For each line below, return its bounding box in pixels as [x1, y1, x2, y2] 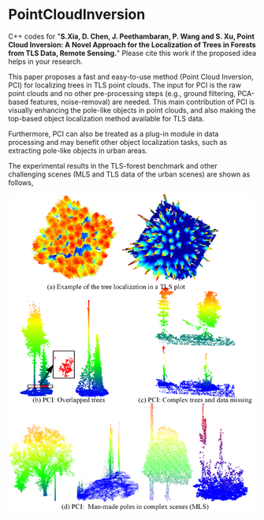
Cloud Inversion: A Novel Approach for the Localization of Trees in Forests [8, 39, 256, 49]
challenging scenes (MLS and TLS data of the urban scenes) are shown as [8, 169, 251, 179]
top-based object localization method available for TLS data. [8, 113, 205, 123]
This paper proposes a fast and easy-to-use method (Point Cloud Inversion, [8, 72, 254, 81]
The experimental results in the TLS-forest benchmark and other [8, 161, 218, 170]
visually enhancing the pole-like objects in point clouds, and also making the [8, 105, 256, 115]
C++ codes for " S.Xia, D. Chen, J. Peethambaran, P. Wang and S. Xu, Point [8, 32, 255, 41]
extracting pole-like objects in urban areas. [8, 146, 148, 155]
